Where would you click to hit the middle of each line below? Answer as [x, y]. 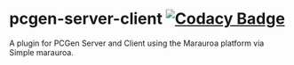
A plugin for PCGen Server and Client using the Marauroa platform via [137, 43]
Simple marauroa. [41, 52]
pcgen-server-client [86, 19]
